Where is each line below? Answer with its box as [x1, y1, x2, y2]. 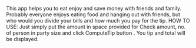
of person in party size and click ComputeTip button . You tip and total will [6, 29, 185, 36]
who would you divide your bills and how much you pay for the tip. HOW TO [6, 17, 190, 24]
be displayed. [6, 36, 39, 42]
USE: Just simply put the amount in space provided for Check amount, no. [6, 23, 186, 30]
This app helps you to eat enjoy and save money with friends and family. [6, 5, 181, 12]
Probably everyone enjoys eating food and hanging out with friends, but [6, 11, 181, 18]
